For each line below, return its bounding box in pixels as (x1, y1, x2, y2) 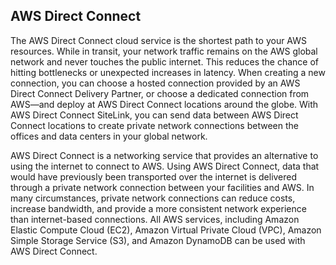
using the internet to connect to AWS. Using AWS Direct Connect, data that (10, 160, 320, 172)
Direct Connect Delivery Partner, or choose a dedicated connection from (10, 87, 310, 99)
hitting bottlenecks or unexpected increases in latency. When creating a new (10, 66, 326, 78)
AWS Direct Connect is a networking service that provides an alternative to (10, 149, 319, 161)
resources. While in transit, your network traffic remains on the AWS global (10, 45, 318, 57)
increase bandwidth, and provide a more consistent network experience (10, 202, 307, 214)
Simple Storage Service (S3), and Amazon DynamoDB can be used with (10, 234, 306, 246)
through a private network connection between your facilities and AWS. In (10, 181, 315, 193)
